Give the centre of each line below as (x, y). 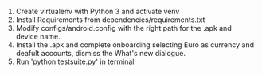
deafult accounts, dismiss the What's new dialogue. (100, 53)
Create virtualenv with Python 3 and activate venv (98, 11)
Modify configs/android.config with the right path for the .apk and (124, 28)
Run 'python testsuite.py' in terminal (75, 61)
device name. (38, 36)
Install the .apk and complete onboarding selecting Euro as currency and (135, 45)
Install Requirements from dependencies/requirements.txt (110, 20)
